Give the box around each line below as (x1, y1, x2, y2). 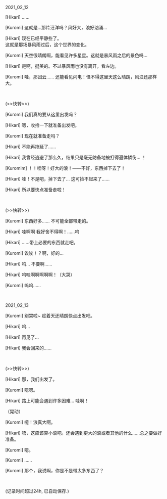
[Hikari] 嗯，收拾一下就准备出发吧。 (5, 122, 80, 128)
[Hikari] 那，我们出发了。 (5, 376, 58, 382)
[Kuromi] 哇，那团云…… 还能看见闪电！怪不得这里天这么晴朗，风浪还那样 (5, 74, 157, 80)
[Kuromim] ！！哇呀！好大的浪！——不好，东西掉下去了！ (5, 165, 126, 171)
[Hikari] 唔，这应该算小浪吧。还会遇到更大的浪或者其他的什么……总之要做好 (5, 430, 162, 436)
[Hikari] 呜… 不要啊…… (5, 261, 52, 267)
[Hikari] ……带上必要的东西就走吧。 (5, 240, 78, 245)
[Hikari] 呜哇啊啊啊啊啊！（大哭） (5, 271, 75, 278)
